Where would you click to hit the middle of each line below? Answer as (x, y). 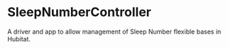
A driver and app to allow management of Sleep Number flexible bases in (114, 31)
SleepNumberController (79, 12)
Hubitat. (19, 38)
